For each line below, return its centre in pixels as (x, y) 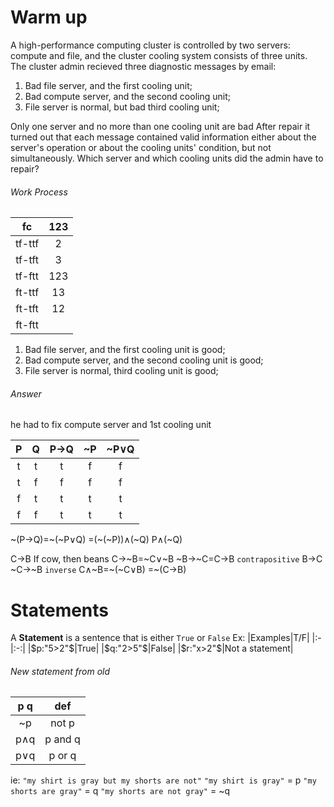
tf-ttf (27, 244)
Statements (60, 610)
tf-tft (27, 260)
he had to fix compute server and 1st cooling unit (111, 425)
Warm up (49, 17)
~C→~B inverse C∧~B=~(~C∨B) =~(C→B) (98, 570)
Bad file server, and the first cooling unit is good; (125, 350)
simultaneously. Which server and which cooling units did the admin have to (167, 158)
